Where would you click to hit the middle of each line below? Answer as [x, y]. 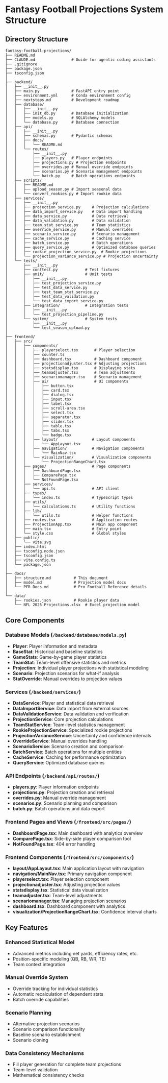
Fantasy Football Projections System [85, 9]
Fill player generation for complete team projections [67, 1064]
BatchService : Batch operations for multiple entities [67, 752]
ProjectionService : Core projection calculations [63, 719]
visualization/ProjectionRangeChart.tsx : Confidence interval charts [85, 911]
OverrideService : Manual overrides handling [60, 741]
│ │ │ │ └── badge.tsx [38, 435]
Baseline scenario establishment [47, 1034]
